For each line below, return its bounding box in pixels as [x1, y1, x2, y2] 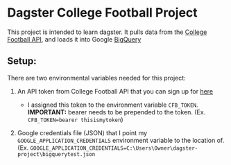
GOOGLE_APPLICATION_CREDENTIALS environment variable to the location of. [17, 136, 225, 144]
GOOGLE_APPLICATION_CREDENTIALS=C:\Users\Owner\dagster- [30, 144, 198, 152]
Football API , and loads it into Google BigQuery [7, 35, 142, 43]
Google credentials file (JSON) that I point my [17, 128, 148, 137]
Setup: [7, 55, 37, 67]
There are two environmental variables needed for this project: [7, 73, 186, 82]
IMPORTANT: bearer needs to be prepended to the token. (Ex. [27, 107, 206, 116]
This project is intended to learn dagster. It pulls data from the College [7, 28, 207, 36]
